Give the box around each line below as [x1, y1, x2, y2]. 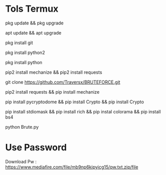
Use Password [5, 142, 67, 153]
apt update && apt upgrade [5, 30, 62, 36]
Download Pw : [5, 158, 37, 164]
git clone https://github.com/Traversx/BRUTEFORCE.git [5, 79, 120, 85]
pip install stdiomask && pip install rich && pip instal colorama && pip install [5, 108, 161, 114]
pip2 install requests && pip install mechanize [5, 89, 100, 95]
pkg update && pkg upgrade [5, 20, 64, 26]
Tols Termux [5, 3, 59, 15]
